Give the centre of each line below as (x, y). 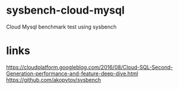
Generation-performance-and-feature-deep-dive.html (72, 73)
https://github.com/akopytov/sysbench (54, 80)
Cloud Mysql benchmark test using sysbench (61, 27)
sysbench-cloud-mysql (65, 10)
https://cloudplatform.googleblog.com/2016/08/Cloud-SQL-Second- (89, 67)
